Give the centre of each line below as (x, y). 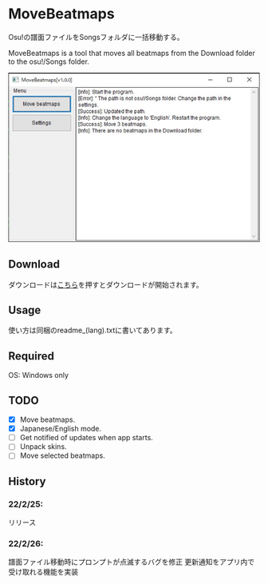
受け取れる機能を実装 (43, 572)
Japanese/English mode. (61, 429)
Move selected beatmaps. (62, 455)
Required (31, 356)
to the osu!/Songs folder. (49, 62)
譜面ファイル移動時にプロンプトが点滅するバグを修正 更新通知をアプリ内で (132, 562)
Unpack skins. (43, 447)
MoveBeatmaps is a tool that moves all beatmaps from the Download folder (132, 53)
